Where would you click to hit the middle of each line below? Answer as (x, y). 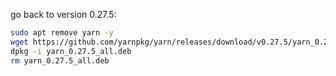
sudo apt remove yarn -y (62, 33)
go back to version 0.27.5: (63, 14)
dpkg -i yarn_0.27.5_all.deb (71, 51)
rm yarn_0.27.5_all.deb (60, 60)
